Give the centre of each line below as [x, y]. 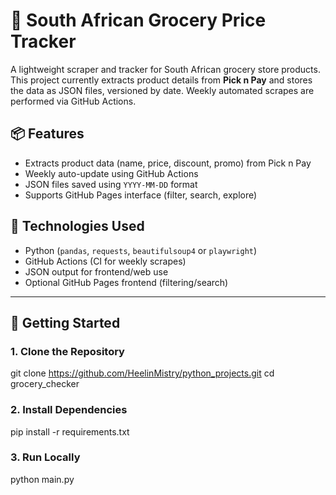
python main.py [42, 479]
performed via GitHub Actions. [73, 101]
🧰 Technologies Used [77, 226]
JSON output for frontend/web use [96, 271]
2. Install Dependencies [69, 410]
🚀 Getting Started [65, 322]
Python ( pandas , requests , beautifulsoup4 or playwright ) [141, 250]
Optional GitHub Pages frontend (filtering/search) [126, 282]
